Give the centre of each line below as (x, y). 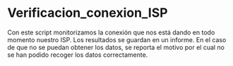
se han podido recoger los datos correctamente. (78, 55)
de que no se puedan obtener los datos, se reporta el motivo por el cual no (116, 47)
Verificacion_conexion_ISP (88, 13)
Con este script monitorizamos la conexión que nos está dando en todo (111, 32)
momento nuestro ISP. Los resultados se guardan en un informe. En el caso (117, 39)
